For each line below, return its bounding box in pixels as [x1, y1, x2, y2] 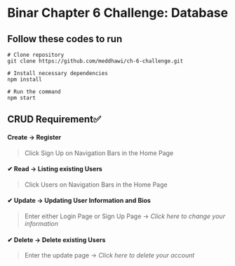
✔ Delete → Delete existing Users [7, 235, 106, 244]
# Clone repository [7, 51, 65, 58]
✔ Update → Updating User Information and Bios [7, 197, 151, 205]
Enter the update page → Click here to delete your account [24, 251, 195, 260]
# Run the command [7, 88, 61, 95]
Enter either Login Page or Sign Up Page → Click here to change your [24, 212, 226, 220]
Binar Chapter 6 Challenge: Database [7, 5, 229, 21]
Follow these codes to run [7, 33, 123, 45]
